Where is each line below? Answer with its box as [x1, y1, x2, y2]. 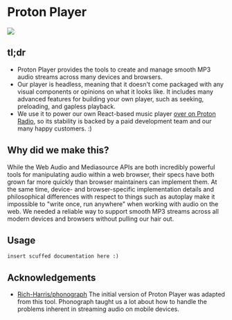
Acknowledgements [7, 271, 96, 283]
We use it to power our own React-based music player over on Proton [17, 109, 216, 118]
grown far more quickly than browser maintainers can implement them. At [7, 178, 217, 186]
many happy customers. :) [17, 124, 92, 133]
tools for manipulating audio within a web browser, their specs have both [7, 170, 215, 178]
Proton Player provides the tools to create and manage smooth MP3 [17, 65, 211, 74]
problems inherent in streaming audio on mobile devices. [17, 305, 180, 313]
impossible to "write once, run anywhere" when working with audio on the [7, 199, 219, 208]
